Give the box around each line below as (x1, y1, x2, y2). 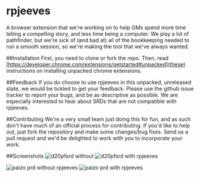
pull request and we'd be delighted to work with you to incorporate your (6, 134, 183, 141)
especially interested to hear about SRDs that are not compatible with (6, 97, 177, 105)
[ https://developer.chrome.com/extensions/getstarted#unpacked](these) (6, 61, 186, 68)
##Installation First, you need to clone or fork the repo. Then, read (6, 54, 169, 61)
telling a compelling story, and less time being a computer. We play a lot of (6, 30, 189, 37)
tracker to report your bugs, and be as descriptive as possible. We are (6, 91, 178, 98)
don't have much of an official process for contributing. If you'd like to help (6, 122, 190, 129)
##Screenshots (6, 152, 44, 159)
